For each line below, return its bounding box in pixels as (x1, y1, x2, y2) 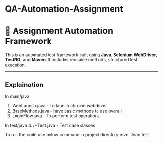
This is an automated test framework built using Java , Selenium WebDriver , (5, 52, 158, 57)
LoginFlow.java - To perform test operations (12, 113, 100, 119)
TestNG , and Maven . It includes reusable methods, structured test (5, 57, 138, 63)
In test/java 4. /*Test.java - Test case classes (5, 122, 96, 128)
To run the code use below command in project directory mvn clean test (5, 131, 149, 137)
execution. (5, 62, 26, 68)
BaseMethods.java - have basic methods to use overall (12, 108, 122, 114)
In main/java (5, 93, 30, 99)
